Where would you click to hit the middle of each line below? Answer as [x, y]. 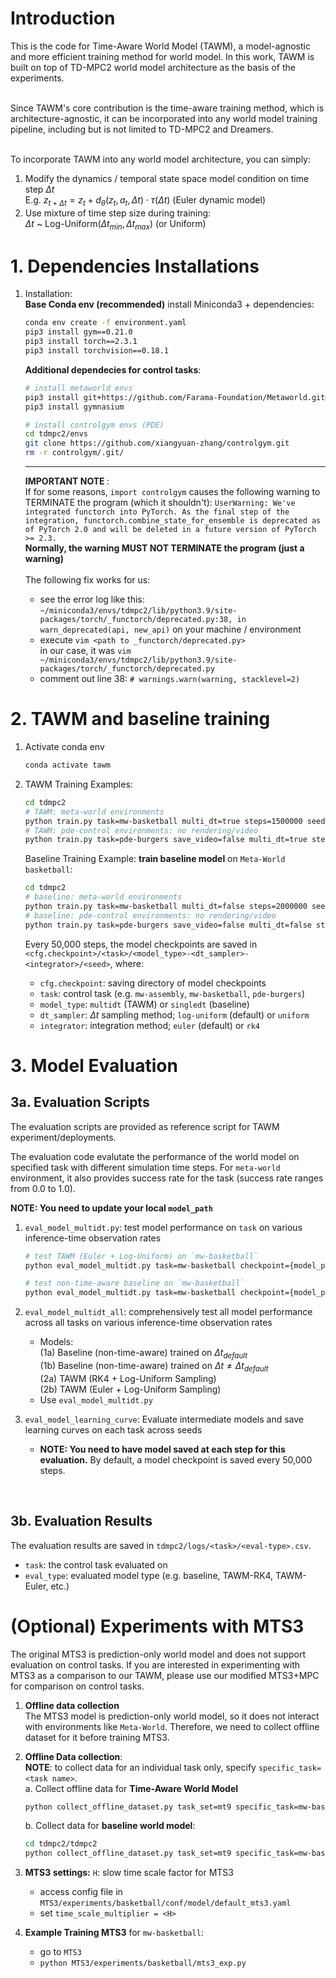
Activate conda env [64, 747]
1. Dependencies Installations [135, 266]
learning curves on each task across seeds [113, 1429]
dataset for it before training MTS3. [97, 1737]
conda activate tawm [67, 765]
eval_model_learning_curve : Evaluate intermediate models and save [164, 1419]
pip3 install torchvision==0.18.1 [96, 351]
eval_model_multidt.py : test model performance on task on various [163, 1227]
